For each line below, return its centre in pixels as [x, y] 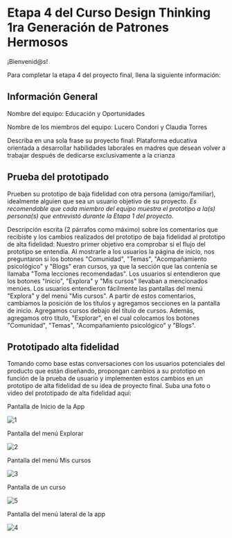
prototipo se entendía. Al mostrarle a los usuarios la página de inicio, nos [111, 251]
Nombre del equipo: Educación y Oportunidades [76, 113]
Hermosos [38, 42]
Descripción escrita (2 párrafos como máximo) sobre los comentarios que [113, 229]
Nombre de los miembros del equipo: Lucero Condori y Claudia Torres [107, 127]
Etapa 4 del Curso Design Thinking [109, 13]
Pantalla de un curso [36, 487]
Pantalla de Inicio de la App [46, 407]
